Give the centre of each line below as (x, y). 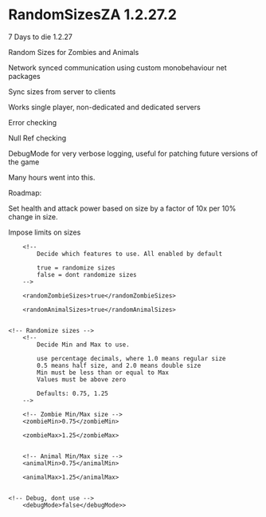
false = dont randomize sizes (87, 274)
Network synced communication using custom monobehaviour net (117, 67)
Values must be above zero (82, 379)
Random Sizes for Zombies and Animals (74, 52)
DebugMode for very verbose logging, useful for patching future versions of (133, 153)
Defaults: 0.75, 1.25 (73, 393)
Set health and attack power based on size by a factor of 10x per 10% (122, 208)
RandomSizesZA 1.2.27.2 (93, 15)
